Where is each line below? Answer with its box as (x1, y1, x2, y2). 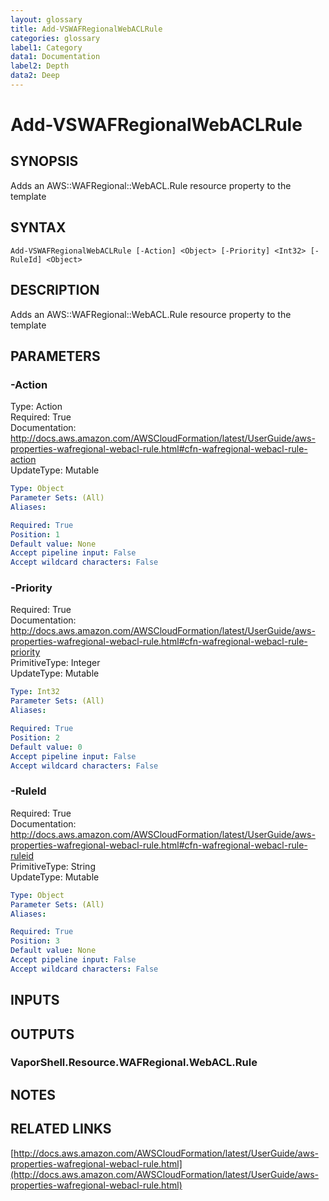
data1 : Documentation (10, 52, 101, 62)
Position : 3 (10, 936, 60, 946)
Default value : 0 (10, 742, 83, 752)
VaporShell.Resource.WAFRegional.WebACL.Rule (10, 1056, 258, 1070)
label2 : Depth (10, 61, 70, 71)
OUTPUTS (10, 1026, 75, 1043)
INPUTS (10, 992, 60, 1009)
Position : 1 (10, 529, 60, 540)
